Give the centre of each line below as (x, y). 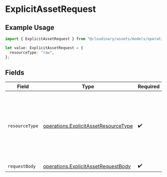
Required (149, 87)
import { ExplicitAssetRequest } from (45, 39)
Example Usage (30, 28)
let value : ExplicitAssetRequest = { (44, 48)
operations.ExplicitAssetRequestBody (87, 166)
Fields (15, 72)
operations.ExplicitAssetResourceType (88, 126)
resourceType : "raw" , (32, 52)
